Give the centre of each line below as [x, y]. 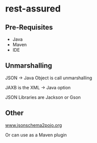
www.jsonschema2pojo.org [34, 125]
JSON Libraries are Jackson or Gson [43, 97]
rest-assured [33, 9]
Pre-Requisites [29, 27]
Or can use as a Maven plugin [36, 135]
